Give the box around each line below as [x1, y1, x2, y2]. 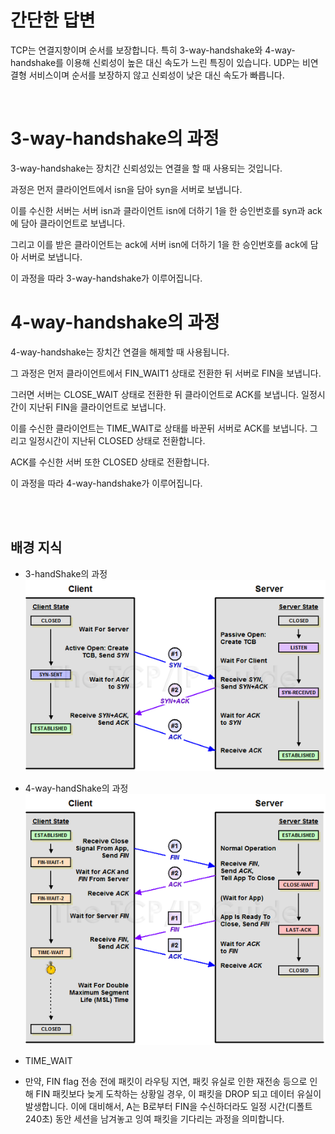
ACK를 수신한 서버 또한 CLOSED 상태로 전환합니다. [10, 456, 210, 468]
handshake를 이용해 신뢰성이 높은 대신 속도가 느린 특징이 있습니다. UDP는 [10, 56, 300, 68]
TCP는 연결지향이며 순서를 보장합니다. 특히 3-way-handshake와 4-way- [10, 44, 296, 56]
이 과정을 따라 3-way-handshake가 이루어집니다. [10, 272, 203, 284]
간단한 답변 [10, 9, 96, 32]
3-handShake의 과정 [24, 567, 108, 580]
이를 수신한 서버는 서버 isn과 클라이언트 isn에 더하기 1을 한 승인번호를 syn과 [10, 204, 306, 216]
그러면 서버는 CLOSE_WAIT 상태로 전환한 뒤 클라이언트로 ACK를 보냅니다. [10, 388, 300, 400]
